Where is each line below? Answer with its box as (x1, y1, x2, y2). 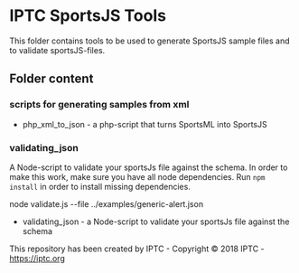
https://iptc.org (9, 252, 65, 263)
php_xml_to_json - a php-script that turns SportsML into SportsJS (22, 118, 268, 129)
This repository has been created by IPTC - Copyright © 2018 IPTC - (9, 243, 265, 254)
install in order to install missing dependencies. (9, 181, 192, 192)
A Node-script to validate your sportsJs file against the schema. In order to (9, 162, 288, 173)
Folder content (9, 71, 94, 87)
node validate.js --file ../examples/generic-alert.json (9, 198, 204, 209)
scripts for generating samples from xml (9, 99, 190, 111)
